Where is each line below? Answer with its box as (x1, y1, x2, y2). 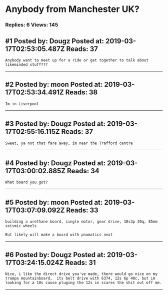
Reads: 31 (64, 258, 96, 267)
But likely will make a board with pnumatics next (5, 232, 113, 238)
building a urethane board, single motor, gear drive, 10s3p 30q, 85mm (5, 219, 157, 224)
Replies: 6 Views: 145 (5, 21, 58, 28)
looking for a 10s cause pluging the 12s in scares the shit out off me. (5, 280, 162, 285)
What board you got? (5, 180, 48, 185)
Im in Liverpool (5, 101, 39, 106)
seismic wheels (5, 224, 37, 229)
